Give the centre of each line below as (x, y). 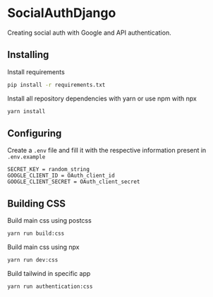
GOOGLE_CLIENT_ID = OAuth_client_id (61, 176)
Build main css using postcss (49, 221)
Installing (28, 55)
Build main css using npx (43, 247)
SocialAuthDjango (62, 13)
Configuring (35, 133)
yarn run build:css (36, 234)
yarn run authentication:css (50, 286)
